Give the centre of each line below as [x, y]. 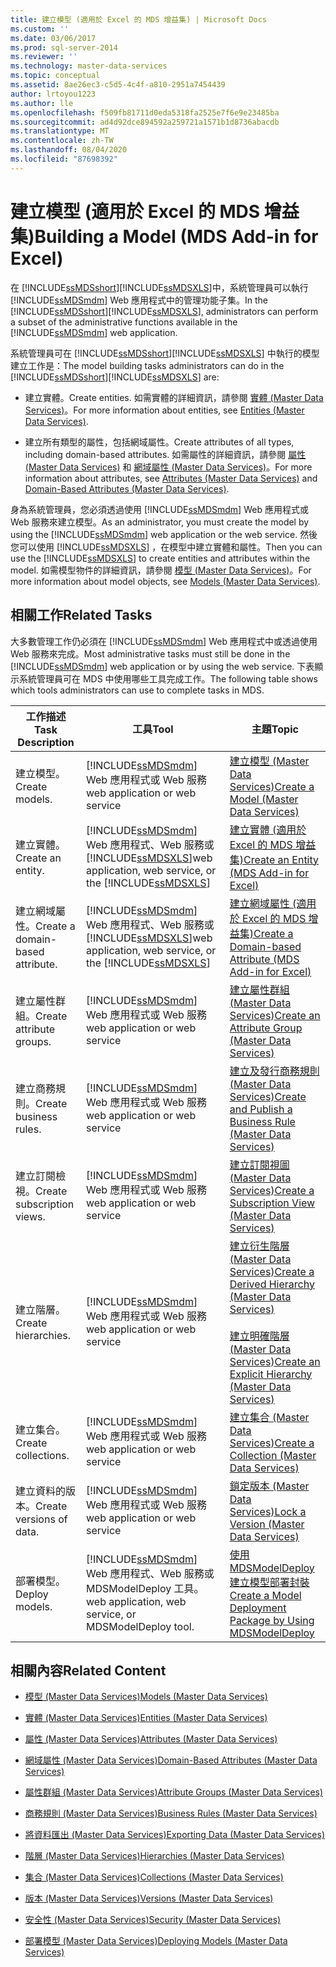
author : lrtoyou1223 [53, 94]
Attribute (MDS [264, 959]
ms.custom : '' [40, 29]
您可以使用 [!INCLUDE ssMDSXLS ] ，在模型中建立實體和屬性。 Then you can [166, 547]
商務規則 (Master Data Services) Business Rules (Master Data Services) [171, 1813]
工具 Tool [153, 729]
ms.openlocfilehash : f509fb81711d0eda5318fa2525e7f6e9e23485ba [145, 112]
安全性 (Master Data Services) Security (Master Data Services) [153, 1920]
